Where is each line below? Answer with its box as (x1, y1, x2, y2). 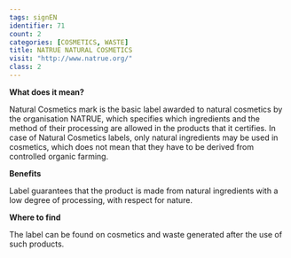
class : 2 (9, 63, 42, 72)
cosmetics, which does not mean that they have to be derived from (9, 141, 255, 152)
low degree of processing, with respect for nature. (9, 194, 193, 205)
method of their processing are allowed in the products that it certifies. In (9, 122, 277, 133)
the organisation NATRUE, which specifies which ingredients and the (9, 113, 260, 124)
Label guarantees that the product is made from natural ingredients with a (9, 185, 279, 196)
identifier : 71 (9, 21, 66, 30)
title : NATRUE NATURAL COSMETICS (9, 46, 133, 55)
